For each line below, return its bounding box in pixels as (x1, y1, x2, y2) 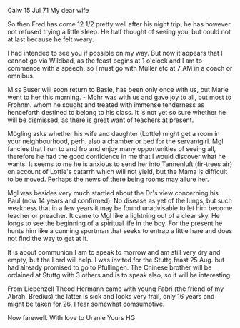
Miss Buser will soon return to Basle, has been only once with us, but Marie (7, 86, 229, 93)
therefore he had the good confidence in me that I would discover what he (7, 153, 226, 160)
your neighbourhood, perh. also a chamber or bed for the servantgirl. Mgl (7, 137, 224, 145)
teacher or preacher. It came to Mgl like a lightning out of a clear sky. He (7, 212, 220, 220)
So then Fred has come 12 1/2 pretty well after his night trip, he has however (7, 20, 231, 28)
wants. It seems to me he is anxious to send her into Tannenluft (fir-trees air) (7, 160, 233, 168)
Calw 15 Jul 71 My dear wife (7, 6, 89, 14)
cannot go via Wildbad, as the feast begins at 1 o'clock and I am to (7, 56, 202, 65)
